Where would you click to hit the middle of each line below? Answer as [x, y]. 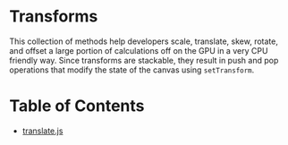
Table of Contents [77, 106]
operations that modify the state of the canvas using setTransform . [132, 70]
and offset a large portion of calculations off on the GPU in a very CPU [139, 50]
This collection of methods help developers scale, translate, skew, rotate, [144, 41]
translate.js [42, 131]
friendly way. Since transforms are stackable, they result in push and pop [144, 60]
